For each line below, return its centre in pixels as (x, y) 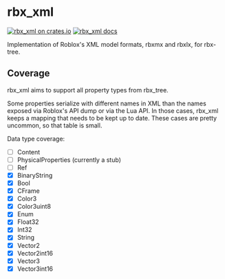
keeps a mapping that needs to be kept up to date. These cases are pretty (112, 118)
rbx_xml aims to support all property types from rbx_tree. (88, 90)
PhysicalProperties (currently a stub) (69, 160)
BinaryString (35, 175)
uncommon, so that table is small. (55, 125)
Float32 (28, 222)
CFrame (28, 191)
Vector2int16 (35, 253)
